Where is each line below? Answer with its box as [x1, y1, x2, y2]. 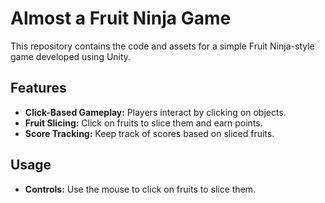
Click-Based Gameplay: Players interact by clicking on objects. [24, 106, 287, 118]
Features [10, 80, 67, 97]
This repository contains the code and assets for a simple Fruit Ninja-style [10, 40, 315, 52]
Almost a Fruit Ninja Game [10, 7, 232, 30]
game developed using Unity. [10, 50, 132, 62]
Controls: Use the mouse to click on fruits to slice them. [24, 183, 257, 195]
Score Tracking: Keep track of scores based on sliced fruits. [24, 127, 275, 139]
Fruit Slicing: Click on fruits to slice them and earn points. [24, 117, 263, 129]
